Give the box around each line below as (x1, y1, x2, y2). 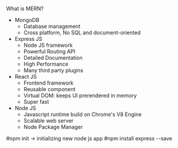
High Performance (23, 60, 69, 67)
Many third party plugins (23, 67, 84, 73)
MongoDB (14, 17, 40, 23)
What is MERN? (6, 5, 44, 12)
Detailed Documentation (23, 54, 83, 61)
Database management (23, 23, 81, 30)
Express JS (14, 36, 43, 42)
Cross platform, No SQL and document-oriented (23, 29, 141, 36)
